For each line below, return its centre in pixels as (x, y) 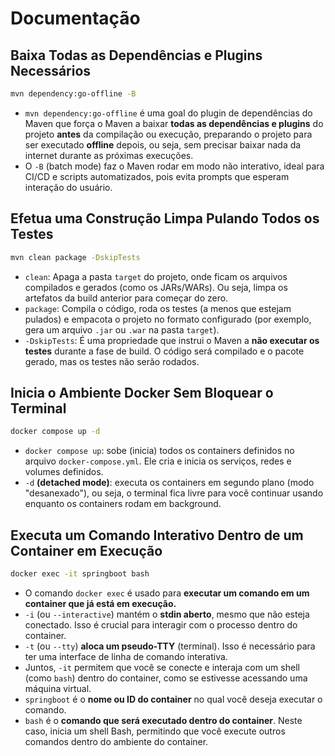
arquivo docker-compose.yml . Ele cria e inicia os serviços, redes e (158, 461)
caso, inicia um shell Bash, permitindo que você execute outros (155, 731)
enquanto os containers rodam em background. (123, 504)
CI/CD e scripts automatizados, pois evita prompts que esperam (157, 176)
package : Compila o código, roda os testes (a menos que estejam (158, 308)
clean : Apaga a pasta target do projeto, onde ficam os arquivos (156, 276)
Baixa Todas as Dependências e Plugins (136, 55)
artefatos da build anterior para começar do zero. (126, 298)
